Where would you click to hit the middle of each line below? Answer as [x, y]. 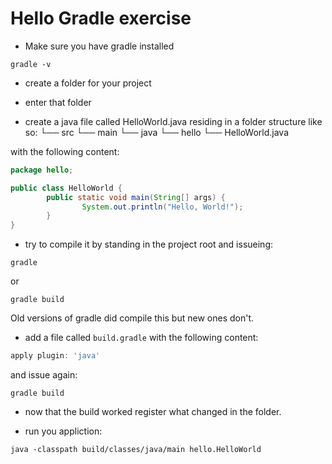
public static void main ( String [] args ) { [136, 197]
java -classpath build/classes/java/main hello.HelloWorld [136, 450]
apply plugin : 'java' [55, 356]
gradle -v [31, 64]
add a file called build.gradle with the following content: [141, 338]
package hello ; [42, 170]
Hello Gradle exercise [101, 18]
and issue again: [44, 375]
